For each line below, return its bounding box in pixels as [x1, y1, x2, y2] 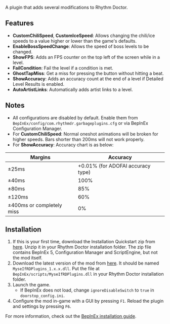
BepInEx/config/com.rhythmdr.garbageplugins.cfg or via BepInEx [12, 120, 148, 126]
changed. [12, 48, 33, 55]
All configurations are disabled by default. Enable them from [12, 114, 138, 121]
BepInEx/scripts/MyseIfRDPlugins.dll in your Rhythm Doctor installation [12, 271, 164, 277]
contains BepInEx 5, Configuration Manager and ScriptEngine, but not [12, 249, 158, 255]
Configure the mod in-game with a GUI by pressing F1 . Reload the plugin [12, 298, 164, 304]
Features [5, 19, 34, 27]
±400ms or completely [8, 202, 62, 209]
